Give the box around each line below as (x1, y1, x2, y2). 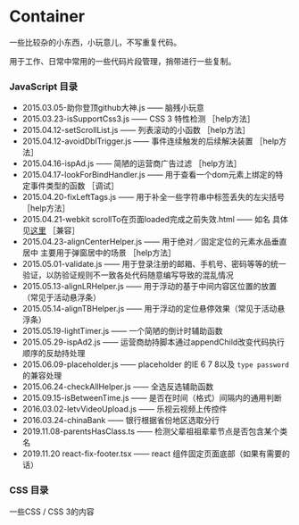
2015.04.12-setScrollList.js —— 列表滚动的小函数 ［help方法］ (21, 125, 250, 136)
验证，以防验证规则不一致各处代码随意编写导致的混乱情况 (21, 270, 234, 280)
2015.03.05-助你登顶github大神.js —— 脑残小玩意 (21, 103, 205, 113)
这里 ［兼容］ (29, 225, 80, 236)
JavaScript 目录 (9, 80, 79, 93)
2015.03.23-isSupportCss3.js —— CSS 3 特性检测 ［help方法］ (21, 113, 256, 124)
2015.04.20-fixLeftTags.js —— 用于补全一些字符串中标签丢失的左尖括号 (21, 192, 286, 203)
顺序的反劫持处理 (21, 348, 86, 359)
